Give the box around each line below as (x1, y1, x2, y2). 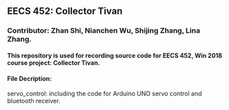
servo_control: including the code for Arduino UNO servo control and (7, 90, 202, 98)
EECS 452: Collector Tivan (7, 5, 123, 17)
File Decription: (7, 74, 52, 83)
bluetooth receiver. (7, 97, 61, 105)
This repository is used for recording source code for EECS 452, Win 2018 (7, 51, 222, 59)
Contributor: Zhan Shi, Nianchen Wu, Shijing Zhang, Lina (7, 26, 201, 36)
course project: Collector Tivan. (7, 58, 100, 67)
